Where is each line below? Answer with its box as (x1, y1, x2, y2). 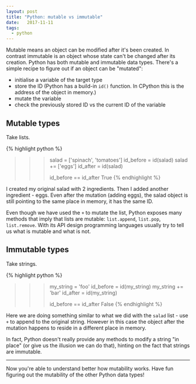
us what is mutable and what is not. (6, 228, 92, 235)
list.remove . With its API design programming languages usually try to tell (6, 221, 184, 228)
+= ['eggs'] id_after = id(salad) (49, 162, 124, 170)
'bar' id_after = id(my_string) (49, 289, 118, 296)
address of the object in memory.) (14, 89, 96, 96)
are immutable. (6, 348, 42, 355)
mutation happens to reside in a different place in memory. (6, 324, 147, 331)
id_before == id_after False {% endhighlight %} (49, 300, 163, 307)
